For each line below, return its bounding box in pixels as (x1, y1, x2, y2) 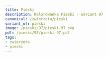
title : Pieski (5, 7, 35, 12)
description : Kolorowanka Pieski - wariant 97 (5, 12, 104, 17)
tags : (5, 35, 16, 40)
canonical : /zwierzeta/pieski (5, 16, 68, 21)
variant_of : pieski (5, 21, 46, 26)
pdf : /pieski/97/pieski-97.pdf (5, 30, 70, 35)
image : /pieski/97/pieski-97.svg (5, 26, 75, 31)
